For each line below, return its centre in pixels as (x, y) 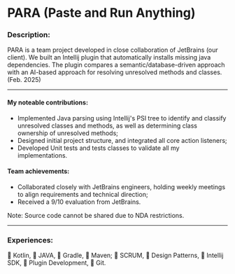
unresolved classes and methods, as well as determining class (107, 125)
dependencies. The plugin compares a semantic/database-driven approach (116, 65)
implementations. (42, 155)
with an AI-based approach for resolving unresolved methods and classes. (115, 72)
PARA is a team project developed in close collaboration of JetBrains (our (113, 50)
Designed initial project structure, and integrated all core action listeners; (122, 140)
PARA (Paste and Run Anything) (101, 13)
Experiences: (30, 240)
